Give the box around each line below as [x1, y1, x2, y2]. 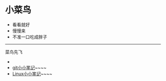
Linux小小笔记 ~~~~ [12, 71, 53, 77]
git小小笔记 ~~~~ [12, 64, 47, 70]
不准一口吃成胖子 [12, 34, 47, 40]
